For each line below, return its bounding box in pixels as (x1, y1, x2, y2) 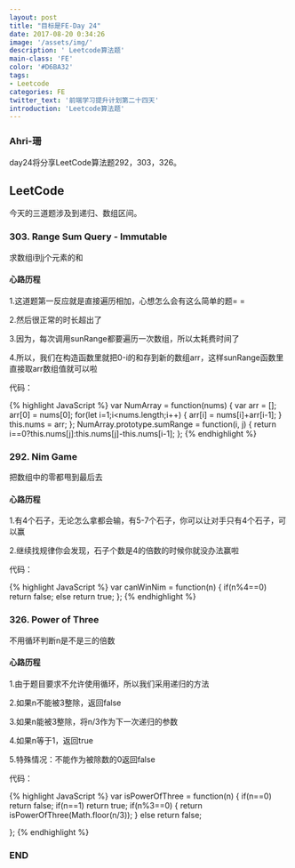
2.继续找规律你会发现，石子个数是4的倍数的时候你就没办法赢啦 (9, 545, 240, 556)
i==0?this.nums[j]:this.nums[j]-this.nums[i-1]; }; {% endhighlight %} (9, 428, 258, 438)
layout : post (9, 12, 58, 22)
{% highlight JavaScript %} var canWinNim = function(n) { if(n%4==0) (9, 582, 267, 592)
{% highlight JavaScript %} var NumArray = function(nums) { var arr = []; (9, 399, 277, 410)
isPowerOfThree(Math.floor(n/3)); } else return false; (9, 809, 203, 820)
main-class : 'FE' (9, 54, 74, 63)
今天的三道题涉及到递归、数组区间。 (9, 208, 142, 219)
